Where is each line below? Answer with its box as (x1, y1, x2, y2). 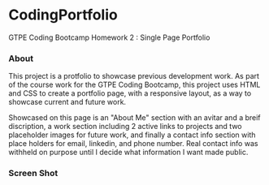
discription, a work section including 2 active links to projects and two (8, 122, 242, 131)
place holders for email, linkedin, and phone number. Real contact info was (8, 139, 258, 148)
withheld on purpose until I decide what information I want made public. (8, 148, 249, 157)
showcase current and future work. (8, 97, 127, 107)
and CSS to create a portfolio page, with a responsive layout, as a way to (8, 88, 252, 98)
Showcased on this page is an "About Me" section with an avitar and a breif (8, 113, 262, 123)
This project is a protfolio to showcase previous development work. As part (8, 71, 260, 81)
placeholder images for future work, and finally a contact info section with (8, 130, 256, 140)
